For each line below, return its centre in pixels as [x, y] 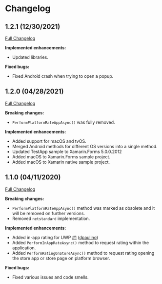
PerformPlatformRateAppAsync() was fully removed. [64, 122]
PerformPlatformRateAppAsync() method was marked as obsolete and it [83, 208]
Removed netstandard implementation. [51, 218]
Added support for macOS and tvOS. [49, 141]
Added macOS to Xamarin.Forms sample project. [61, 156]
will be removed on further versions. [49, 213]
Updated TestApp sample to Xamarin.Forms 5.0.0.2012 [67, 152]
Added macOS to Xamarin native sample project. [61, 162]
